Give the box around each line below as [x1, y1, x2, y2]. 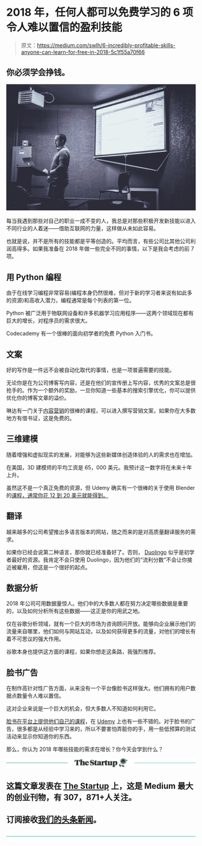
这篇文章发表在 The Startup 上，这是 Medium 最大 [6, 781, 194, 791]
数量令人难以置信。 [16, 692, 64, 700]
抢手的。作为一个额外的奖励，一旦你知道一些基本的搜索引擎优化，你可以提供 [6, 387, 196, 394]
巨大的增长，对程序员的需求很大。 [6, 317, 91, 324]
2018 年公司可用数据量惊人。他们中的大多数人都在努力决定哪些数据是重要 [6, 600, 188, 607]
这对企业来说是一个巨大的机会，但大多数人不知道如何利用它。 [6, 705, 159, 712]
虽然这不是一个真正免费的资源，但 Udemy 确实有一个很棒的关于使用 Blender [6, 484, 195, 491]
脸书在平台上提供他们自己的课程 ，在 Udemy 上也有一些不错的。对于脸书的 [6, 718, 191, 725]
